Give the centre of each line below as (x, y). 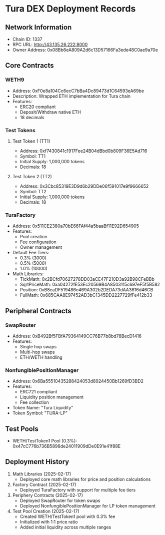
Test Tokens (20, 130)
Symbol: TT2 (33, 191)
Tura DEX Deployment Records (70, 9)
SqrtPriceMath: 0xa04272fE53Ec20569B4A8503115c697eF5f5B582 (90, 285)
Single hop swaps (38, 346)
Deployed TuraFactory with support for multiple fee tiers (78, 490)
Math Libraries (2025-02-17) (42, 474)
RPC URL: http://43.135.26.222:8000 (50, 45)
